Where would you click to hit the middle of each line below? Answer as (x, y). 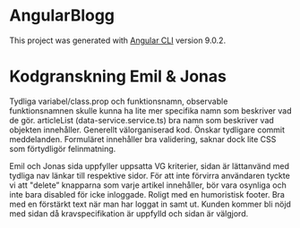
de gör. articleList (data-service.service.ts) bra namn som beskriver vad (142, 120)
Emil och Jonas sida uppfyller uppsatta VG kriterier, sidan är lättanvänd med (149, 165)
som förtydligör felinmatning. (63, 148)
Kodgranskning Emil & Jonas (118, 76)
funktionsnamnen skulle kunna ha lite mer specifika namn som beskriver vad (151, 110)
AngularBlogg (62, 16)
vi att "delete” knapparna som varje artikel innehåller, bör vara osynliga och (148, 185)
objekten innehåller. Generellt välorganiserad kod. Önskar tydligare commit (147, 130)
